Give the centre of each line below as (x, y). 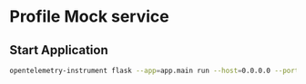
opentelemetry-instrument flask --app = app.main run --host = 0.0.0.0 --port (154, 70)
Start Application (59, 50)
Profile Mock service (90, 17)
